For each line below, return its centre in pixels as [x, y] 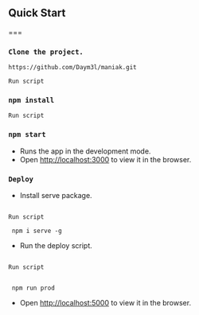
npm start [27, 135]
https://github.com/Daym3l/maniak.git [72, 68]
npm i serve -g [37, 231]
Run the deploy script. [56, 245]
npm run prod [33, 288]
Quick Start [37, 13]
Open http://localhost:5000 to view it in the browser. [105, 303]
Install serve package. [56, 195]
